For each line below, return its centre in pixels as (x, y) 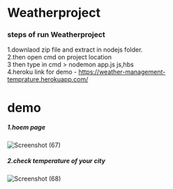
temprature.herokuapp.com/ (48, 80)
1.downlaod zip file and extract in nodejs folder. (75, 50)
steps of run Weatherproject (57, 35)
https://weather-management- (122, 72)
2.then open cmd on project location (60, 57)
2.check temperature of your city (57, 161)
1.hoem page (27, 128)
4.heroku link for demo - (42, 72)
